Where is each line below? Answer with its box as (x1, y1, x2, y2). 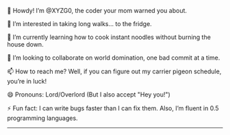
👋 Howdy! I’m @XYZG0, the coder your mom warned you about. (7, 7, 187, 14)
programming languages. (7, 114, 78, 122)
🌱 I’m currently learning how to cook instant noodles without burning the (7, 33, 211, 41)
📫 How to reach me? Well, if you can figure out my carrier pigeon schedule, (7, 67, 222, 75)
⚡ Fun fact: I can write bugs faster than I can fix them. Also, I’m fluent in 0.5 (7, 104, 219, 112)
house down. (7, 40, 44, 48)
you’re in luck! (7, 77, 47, 85)
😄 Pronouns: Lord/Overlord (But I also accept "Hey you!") (7, 90, 171, 99)
